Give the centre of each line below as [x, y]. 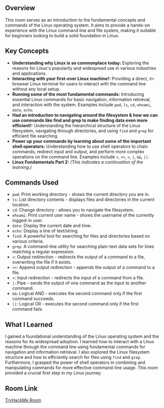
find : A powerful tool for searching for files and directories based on [81, 236]
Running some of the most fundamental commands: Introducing [78, 94]
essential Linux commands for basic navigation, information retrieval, [82, 99]
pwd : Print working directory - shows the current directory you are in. [81, 194]
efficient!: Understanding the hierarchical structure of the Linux [76, 125]
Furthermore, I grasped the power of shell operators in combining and [75, 362]
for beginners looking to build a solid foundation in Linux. [62, 35]
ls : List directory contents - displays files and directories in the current [83, 200]
